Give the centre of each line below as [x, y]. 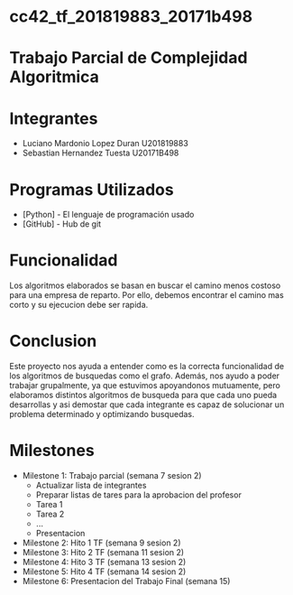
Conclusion [53, 341]
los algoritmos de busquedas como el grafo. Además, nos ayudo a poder [145, 376]
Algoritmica [54, 77]
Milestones [52, 451]
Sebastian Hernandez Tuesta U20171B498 [101, 153]
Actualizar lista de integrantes [91, 486]
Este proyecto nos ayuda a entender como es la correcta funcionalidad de [147, 367]
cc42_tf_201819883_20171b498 [131, 17]
